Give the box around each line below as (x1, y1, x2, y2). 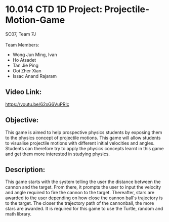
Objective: (5, 116, 39, 124)
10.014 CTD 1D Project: (5, 4, 103, 15)
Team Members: (5, 41, 39, 48)
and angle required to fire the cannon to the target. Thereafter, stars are (5, 190, 155, 196)
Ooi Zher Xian (12, 67, 41, 74)
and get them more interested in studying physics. (5, 151, 110, 157)
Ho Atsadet (12, 57, 36, 63)
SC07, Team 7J (5, 31, 36, 37)
